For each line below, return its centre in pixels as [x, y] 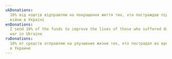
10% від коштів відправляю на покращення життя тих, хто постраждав [84, 15]
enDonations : [19, 24]
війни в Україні [27, 19]
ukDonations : [19, 10]
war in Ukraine [26, 34]
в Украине [20, 48]
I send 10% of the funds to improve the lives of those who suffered [85, 29]
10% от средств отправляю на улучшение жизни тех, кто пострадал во [84, 44]
